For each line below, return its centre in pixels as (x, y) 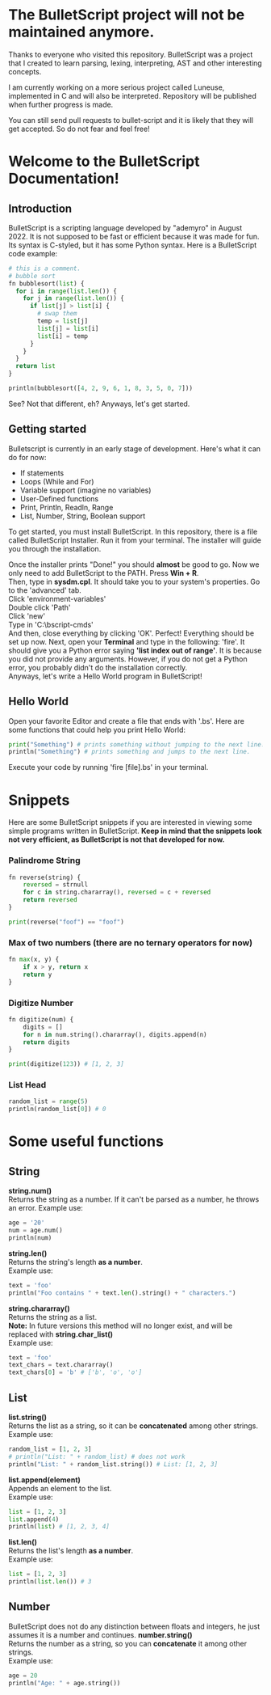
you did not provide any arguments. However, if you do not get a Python (128, 659)
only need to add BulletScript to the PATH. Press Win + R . (104, 573)
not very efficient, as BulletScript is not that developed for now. (117, 839)
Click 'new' (27, 615)
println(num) (30, 1238)
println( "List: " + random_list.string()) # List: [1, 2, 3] (113, 1464)
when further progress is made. (61, 104)
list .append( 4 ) (34, 1519)
